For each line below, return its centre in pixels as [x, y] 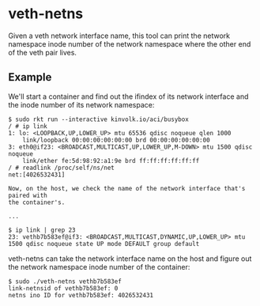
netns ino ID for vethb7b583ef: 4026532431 [81, 295]
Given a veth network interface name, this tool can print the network [119, 36]
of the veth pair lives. [43, 52]
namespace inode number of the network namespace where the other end [130, 43]
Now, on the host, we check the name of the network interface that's [127, 188]
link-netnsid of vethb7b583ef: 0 [63, 288]
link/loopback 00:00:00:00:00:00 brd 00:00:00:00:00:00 [117, 140]
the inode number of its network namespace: [81, 104]
